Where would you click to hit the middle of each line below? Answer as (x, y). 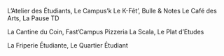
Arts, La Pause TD (33, 18)
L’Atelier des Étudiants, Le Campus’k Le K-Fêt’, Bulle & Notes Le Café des (112, 11)
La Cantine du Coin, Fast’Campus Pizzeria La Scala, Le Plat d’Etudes (106, 32)
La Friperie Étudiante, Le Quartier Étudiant (68, 45)
